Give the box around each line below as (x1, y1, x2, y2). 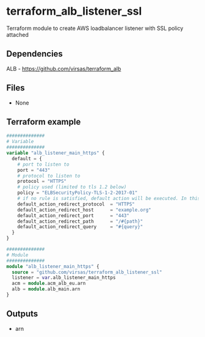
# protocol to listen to (17, 172, 81, 179)
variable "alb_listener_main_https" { (6, 150, 105, 156)
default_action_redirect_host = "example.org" (17, 207, 151, 213)
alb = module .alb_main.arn (12, 286, 81, 292)
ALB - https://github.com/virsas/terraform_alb (6, 65, 121, 72)
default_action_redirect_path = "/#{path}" (17, 218, 143, 224)
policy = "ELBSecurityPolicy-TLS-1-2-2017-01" (17, 190, 138, 196)
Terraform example (6, 116, 81, 127)
